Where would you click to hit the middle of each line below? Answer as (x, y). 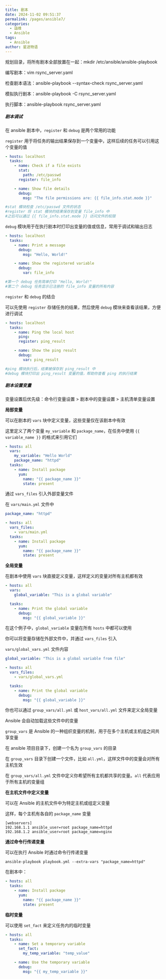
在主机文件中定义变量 (27, 793)
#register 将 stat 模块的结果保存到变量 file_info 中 (57, 212)
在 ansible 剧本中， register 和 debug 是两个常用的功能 (60, 130)
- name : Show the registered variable (54, 263)
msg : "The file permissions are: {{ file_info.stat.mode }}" (88, 198)
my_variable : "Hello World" (43, 456)
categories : (17, 24)
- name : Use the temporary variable (52, 963)
